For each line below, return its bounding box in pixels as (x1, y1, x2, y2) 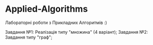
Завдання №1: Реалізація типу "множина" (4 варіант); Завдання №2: (5, 29, 148, 35)
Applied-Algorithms (5, 3, 88, 15)
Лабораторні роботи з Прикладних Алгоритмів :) (5, 20, 107, 25)
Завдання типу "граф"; (5, 34, 52, 40)
